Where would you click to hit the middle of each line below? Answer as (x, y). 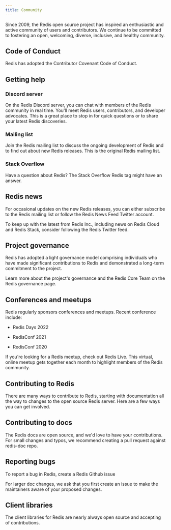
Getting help (25, 79)
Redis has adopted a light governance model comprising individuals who (81, 258)
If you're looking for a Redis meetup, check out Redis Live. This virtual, (79, 357)
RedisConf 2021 (29, 337)
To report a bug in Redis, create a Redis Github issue (60, 474)
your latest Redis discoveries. (36, 121)
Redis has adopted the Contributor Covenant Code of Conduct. (71, 64)
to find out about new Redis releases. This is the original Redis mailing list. (83, 151)
